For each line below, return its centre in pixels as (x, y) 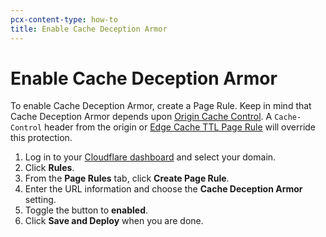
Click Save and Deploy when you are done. (114, 221)
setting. (40, 200)
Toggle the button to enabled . (86, 210)
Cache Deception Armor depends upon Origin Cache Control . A (141, 117)
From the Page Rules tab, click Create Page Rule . (127, 178)
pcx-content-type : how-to (64, 19)
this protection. (41, 138)
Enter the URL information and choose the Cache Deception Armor (163, 189)
